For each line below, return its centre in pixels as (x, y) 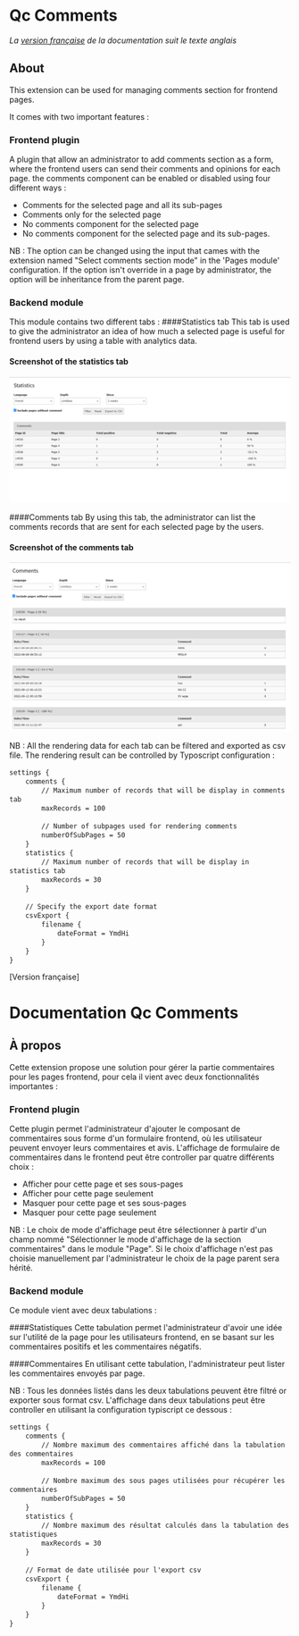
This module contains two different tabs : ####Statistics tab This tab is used (149, 322)
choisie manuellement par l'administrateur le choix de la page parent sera (144, 1258)
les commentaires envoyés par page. (77, 1373)
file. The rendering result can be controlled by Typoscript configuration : (142, 755)
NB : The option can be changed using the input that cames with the (135, 251)
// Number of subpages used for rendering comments (140, 826)
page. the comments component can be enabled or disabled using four (140, 179)
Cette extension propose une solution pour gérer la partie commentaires (142, 1067)
